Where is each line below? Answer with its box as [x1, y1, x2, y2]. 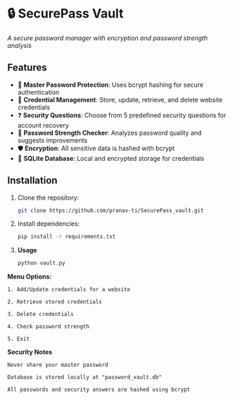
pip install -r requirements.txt [17, 234, 116, 241]
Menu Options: [7, 272, 52, 281]
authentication [17, 87, 60, 96]
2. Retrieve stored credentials [7, 298, 102, 305]
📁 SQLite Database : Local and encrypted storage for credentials [17, 154, 205, 162]
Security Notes [7, 348, 53, 356]
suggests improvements [17, 135, 88, 145]
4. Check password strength [7, 323, 90, 330]
